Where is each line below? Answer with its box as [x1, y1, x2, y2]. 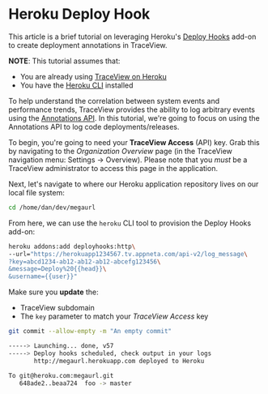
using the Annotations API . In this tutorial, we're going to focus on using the [8, 113, 261, 122]
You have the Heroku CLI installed [19, 80, 134, 90]
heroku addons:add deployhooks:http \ [8, 242, 136, 251]
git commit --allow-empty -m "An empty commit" [8, 328, 172, 336]
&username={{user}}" [8, 272, 79, 281]
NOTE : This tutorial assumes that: [8, 56, 121, 66]
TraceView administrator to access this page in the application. [8, 163, 219, 173]
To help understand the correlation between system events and [8, 96, 220, 105]
